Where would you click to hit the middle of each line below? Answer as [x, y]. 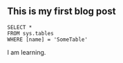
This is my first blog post [61, 11]
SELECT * [20, 27]
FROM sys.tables [30, 33]
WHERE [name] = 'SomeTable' [48, 39]
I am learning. [27, 52]
